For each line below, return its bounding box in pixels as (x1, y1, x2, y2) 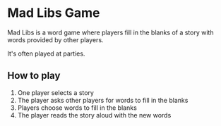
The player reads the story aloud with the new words (17, 111, 172, 119)
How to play (7, 70, 61, 82)
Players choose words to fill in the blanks (17, 103, 138, 112)
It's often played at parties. (7, 49, 85, 58)
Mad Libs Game (7, 5, 100, 21)
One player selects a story (17, 88, 94, 96)
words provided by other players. (7, 35, 104, 44)
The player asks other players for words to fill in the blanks (17, 96, 189, 104)
